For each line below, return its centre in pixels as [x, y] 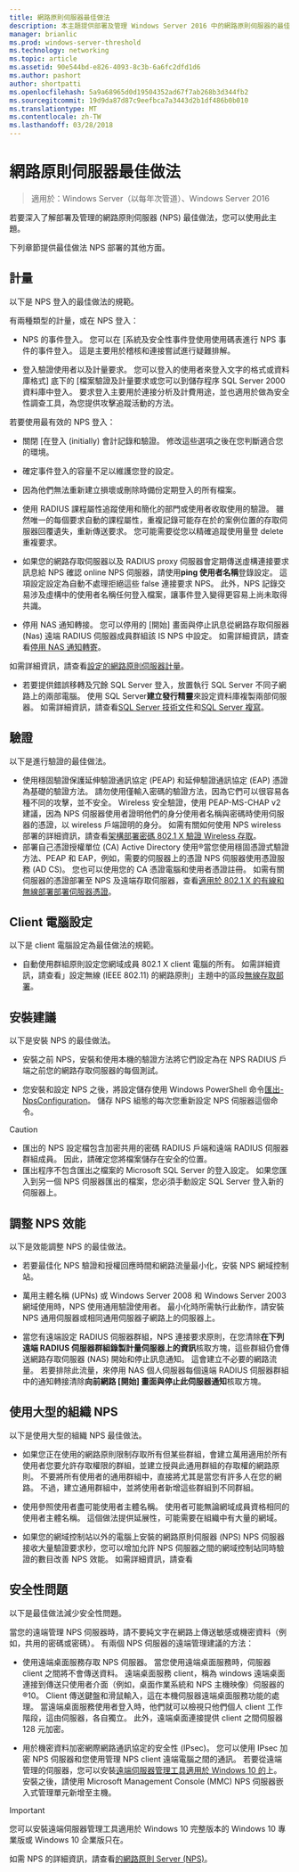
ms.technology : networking [59, 51]
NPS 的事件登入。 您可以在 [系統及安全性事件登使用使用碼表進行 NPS [149, 339]
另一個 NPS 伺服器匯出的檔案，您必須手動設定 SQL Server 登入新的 [161, 1181]
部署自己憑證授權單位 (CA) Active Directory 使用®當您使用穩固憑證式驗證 [155, 847]
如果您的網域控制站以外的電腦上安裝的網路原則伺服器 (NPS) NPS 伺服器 [153, 1536]
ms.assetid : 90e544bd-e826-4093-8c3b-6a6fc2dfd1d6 [105, 68]
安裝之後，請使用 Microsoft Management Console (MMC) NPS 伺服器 [149, 1781]
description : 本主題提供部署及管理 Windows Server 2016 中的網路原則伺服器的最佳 [150, 26]
